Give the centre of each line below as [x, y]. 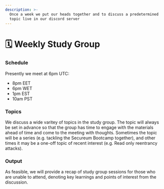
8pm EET [21, 83]
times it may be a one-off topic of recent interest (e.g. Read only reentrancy [81, 143]
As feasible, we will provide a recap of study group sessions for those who [80, 172]
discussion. [17, 182]
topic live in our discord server [45, 19]
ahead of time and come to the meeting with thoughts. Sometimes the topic [81, 133]
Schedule [17, 63]
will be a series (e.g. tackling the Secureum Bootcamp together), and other [80, 138]
